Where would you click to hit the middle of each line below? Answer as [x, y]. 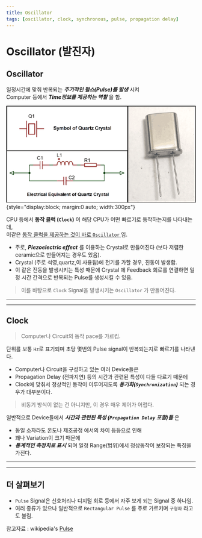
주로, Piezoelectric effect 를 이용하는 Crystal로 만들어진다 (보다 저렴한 [99, 247]
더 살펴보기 [26, 485]
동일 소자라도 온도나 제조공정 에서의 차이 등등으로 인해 [78, 430]
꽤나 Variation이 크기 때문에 [47, 437]
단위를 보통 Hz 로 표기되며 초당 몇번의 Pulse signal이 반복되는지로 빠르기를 [93, 349]
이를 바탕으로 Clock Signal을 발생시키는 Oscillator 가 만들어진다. [98, 290]
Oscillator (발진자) [51, 52]
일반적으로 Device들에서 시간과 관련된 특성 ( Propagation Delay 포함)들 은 [93, 417]
